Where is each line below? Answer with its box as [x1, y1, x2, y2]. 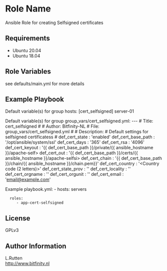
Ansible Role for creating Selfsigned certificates [5, 20, 103, 26]
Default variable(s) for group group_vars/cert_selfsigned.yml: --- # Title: [5, 118, 153, 124]
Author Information [5, 241, 66, 250]
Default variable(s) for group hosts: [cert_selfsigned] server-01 [5, 108, 134, 114]
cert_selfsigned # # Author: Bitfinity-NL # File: [5, 123, 99, 129]
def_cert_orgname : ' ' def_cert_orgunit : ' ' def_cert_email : [5, 171, 124, 177]
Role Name [5, 3, 51, 15]
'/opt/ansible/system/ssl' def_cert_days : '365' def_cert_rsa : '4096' [5, 139, 145, 145]
